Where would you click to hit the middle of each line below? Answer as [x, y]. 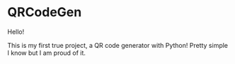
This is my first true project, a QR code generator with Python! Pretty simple [118, 45]
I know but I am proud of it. [47, 53]
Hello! [16, 32]
